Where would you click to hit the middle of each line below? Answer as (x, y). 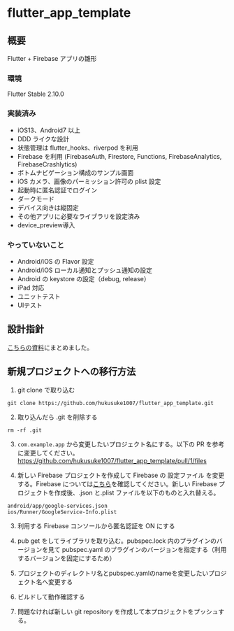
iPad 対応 (31, 288)
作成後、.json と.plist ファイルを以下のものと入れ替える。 (137, 492)
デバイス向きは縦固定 (48, 207)
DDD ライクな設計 (43, 139)
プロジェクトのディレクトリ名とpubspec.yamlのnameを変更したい (113, 573)
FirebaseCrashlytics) (47, 164)
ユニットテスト (39, 296)
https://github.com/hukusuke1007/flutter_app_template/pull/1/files (112, 460)
